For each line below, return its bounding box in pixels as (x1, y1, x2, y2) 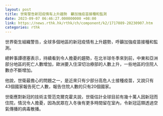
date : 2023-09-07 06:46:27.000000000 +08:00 (5, 16, 97, 21)
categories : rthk (5, 25, 40, 30)
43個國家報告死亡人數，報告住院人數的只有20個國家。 (5, 84, 114, 89)
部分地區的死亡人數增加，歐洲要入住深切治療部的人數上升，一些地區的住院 (5, 61, 154, 67)
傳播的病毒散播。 (9, 106, 44, 112)
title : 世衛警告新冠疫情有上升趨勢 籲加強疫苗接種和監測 (5, 12, 107, 16)
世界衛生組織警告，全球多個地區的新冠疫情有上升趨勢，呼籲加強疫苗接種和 (5, 39, 154, 45)
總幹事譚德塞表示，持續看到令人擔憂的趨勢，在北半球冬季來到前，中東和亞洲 (5, 55, 158, 61)
